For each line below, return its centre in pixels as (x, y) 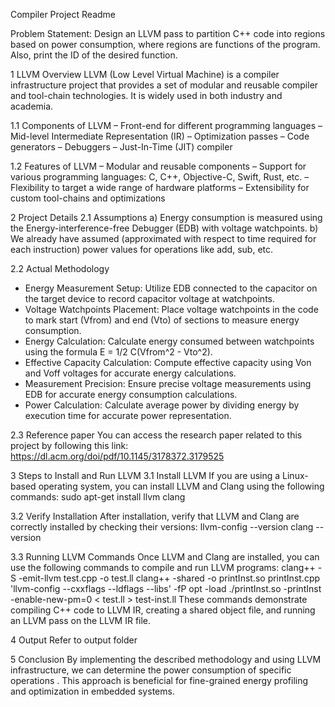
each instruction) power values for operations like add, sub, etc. (142, 249)
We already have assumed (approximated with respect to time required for (163, 238)
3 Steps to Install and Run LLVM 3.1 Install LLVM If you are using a (145, 475)
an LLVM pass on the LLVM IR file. (81, 620)
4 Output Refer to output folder (74, 640)
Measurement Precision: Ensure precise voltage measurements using (168, 383)
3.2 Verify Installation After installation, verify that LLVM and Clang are (155, 516)
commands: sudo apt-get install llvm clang (98, 497)
